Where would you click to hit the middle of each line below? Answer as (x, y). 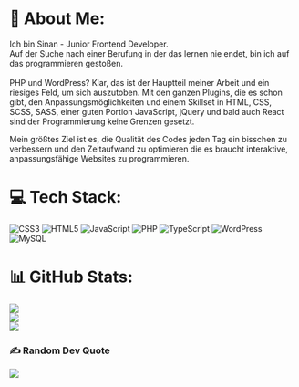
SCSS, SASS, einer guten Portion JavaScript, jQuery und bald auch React (147, 111)
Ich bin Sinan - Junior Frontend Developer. (89, 44)
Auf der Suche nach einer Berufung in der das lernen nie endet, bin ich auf (149, 53)
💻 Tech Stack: (66, 198)
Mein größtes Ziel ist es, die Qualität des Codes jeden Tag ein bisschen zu (149, 139)
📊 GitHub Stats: (72, 277)
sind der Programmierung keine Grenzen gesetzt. (102, 121)
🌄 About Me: (57, 19)
